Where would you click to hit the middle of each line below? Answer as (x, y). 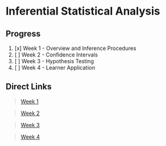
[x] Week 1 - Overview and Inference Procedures (75, 48)
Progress (23, 34)
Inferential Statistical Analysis (83, 11)
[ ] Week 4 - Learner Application (55, 68)
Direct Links (29, 87)
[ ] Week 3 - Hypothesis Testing (54, 61)
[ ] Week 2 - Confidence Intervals (56, 55)
